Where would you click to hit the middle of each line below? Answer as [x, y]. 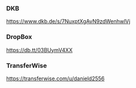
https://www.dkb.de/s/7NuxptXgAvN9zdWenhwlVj [68, 22]
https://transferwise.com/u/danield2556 [55, 78]
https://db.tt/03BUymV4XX [40, 50]
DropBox [19, 37]
